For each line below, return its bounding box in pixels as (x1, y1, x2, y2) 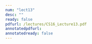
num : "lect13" (5, 7, 35, 13)
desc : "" (5, 12, 24, 17)
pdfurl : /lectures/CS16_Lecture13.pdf (5, 21, 87, 27)
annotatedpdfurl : (5, 26, 42, 31)
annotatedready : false (5, 31, 53, 36)
